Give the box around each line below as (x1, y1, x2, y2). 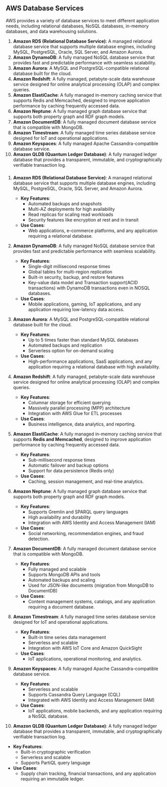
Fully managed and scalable (28, 566, 87, 572)
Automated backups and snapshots (28, 200, 102, 207)
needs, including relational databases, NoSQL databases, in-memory (6, 23, 149, 29)
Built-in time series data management (28, 634, 106, 640)
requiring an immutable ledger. (20, 775, 85, 782)
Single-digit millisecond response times (28, 263, 110, 269)
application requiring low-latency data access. (28, 306, 125, 312)
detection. (28, 536, 49, 542)
